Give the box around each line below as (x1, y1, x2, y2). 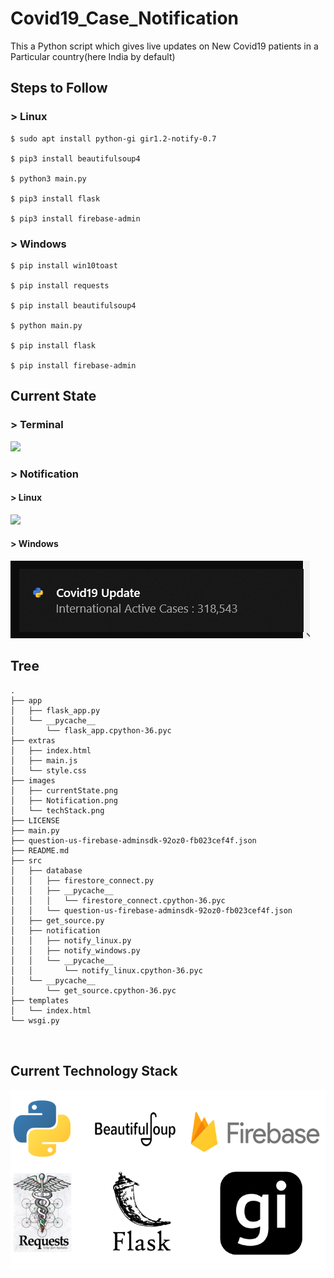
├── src (10, 855, 43, 866)
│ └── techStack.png (10, 805, 105, 816)
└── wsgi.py (10, 1015, 60, 1026)
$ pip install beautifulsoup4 (10, 300, 137, 311)
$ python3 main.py (10, 173, 87, 184)
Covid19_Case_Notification (10, 7, 239, 30)
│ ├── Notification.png (10, 795, 118, 806)
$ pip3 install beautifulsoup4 (10, 153, 141, 164)
